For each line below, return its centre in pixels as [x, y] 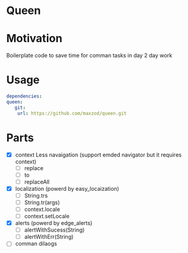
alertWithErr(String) [49, 237]
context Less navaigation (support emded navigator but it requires [98, 155]
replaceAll [37, 182]
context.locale [42, 209]
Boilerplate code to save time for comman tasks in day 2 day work [89, 55]
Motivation [34, 39]
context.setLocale [47, 216]
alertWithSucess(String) [54, 230]
